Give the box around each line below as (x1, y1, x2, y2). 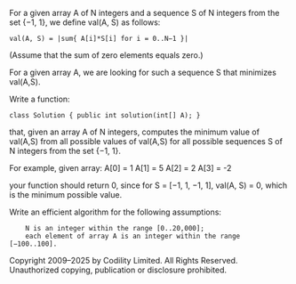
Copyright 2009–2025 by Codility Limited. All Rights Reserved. (9, 256, 238, 265)
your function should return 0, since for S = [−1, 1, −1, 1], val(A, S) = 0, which (9, 180, 288, 191)
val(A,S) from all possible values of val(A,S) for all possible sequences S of (9, 136, 283, 146)
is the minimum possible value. (9, 190, 123, 199)
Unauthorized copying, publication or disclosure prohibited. (9, 264, 228, 275)
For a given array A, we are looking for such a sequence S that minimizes (9, 67, 277, 77)
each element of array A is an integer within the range (25, 231, 241, 240)
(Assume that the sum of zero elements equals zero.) (9, 50, 204, 61)
